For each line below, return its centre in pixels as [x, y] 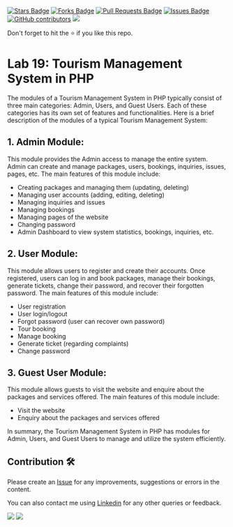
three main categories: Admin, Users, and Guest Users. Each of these [107, 105]
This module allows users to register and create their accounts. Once [106, 270]
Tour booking [36, 329]
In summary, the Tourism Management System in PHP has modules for [109, 431]
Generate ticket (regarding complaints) [73, 343]
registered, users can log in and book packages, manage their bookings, [111, 278]
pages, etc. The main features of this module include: [84, 174]
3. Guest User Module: [57, 372]
